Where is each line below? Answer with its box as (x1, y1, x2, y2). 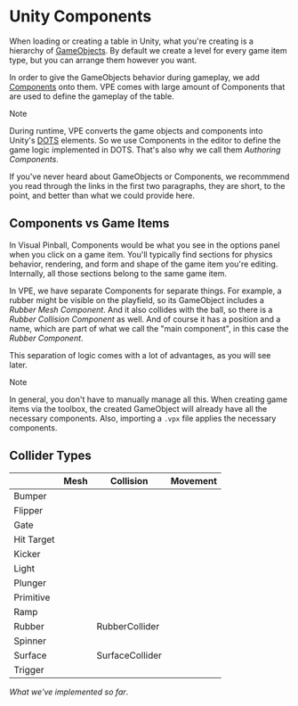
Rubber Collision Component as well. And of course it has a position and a (9, 314, 281, 324)
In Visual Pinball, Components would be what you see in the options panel (9, 239, 280, 250)
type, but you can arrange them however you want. (9, 54, 197, 65)
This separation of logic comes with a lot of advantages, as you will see (9, 349, 271, 360)
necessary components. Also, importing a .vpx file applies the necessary (9, 413, 277, 423)
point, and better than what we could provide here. (9, 190, 196, 201)
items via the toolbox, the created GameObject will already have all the (9, 403, 268, 414)
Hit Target (13, 533, 55, 546)
